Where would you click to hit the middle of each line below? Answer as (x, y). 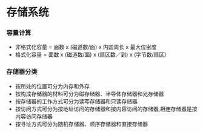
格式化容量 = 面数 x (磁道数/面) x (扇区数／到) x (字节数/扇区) (91, 54)
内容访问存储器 (34, 116)
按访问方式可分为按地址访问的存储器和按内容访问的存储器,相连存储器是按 (106, 109)
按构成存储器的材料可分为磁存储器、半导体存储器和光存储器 (89, 94)
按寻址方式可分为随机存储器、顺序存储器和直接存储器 (82, 124)
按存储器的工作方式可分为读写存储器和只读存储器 (76, 101)
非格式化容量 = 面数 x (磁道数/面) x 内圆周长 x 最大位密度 (86, 47)
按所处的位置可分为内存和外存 (52, 86)
